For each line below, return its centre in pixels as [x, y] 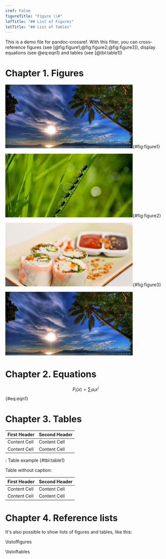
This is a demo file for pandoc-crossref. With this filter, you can [72, 42]
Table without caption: [29, 470]
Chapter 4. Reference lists [62, 518]
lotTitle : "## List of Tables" [38, 27]
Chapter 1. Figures [45, 73]
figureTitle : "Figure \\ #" [34, 16]
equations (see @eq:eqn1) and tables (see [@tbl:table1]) [64, 53]
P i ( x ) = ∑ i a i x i [86, 389]
